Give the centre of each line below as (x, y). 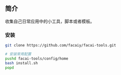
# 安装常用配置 (18, 54)
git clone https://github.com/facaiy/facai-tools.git (61, 45)
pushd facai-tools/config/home (37, 59)
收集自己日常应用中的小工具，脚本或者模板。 (50, 21)
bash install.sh (21, 63)
